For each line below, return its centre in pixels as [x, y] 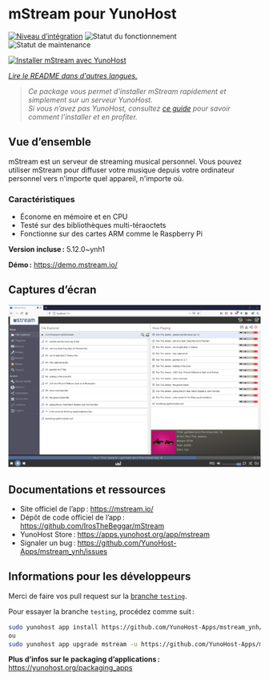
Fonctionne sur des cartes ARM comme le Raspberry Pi [111, 234]
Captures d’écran [52, 290]
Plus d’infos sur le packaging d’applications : [84, 659]
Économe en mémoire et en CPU [74, 217]
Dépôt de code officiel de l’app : [72, 517]
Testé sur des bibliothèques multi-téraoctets [93, 225]
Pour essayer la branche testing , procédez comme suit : [101, 611]
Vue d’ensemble [50, 142]
